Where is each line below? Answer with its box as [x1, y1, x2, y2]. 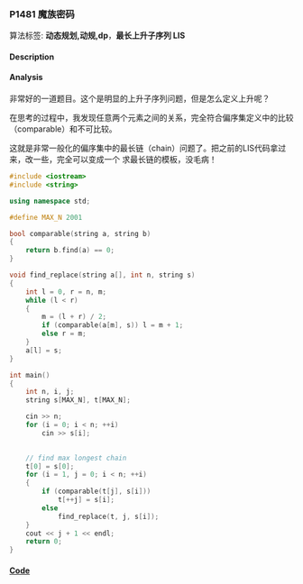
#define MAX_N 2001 [9, 213, 83, 222]
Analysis [9, 72, 43, 83]
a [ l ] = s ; [25, 345, 63, 355]
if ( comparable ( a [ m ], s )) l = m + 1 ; [41, 321, 184, 330]
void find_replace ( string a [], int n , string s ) [9, 270, 196, 280]
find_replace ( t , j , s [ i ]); [57, 512, 160, 521]
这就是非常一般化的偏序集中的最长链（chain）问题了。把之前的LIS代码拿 [9, 142, 279, 154]
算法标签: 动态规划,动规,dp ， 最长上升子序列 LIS [9, 30, 186, 41]
